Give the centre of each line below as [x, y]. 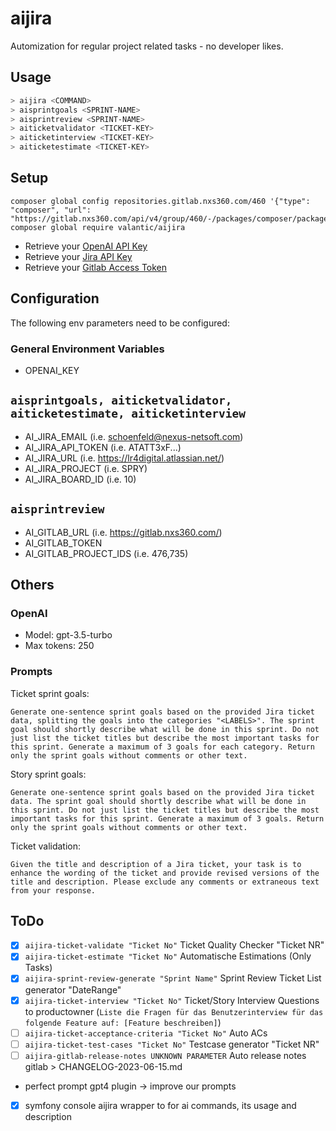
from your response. [53, 890]
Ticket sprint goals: [50, 693]
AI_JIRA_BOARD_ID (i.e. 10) [80, 479]
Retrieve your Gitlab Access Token [96, 267]
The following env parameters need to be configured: [120, 323]
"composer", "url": [51, 210]
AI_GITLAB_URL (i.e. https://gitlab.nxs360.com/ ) [123, 532]
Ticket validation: [46, 846]
